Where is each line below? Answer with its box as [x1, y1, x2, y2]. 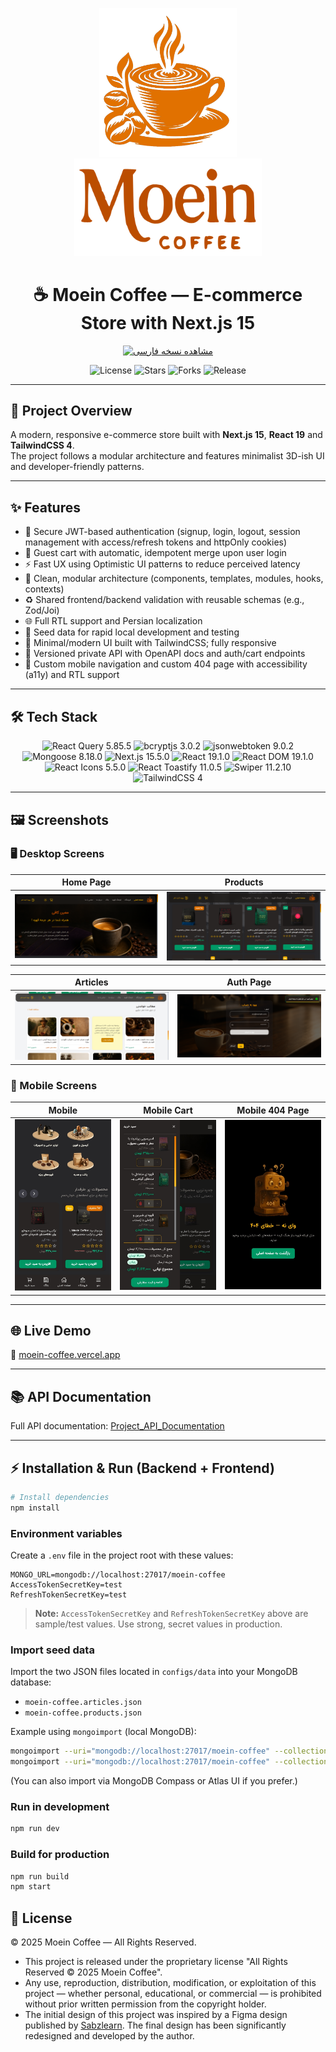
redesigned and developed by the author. [24, 2030, 195, 2042]
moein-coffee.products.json [24, 1708, 142, 1718]
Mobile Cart [143, 1104, 193, 1116]
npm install [10, 1503, 60, 1513]
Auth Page [226, 976, 272, 988]
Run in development [10, 1800, 110, 1814]
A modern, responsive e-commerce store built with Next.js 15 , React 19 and [10, 429, 323, 441]
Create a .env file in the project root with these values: [10, 1549, 234, 1562]
